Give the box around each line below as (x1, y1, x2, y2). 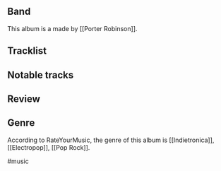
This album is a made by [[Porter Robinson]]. (7, 24, 138, 33)
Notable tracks (7, 69, 74, 81)
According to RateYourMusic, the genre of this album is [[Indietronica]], (7, 136, 215, 144)
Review (7, 93, 41, 105)
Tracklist (7, 45, 47, 57)
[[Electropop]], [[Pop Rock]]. (7, 143, 90, 151)
